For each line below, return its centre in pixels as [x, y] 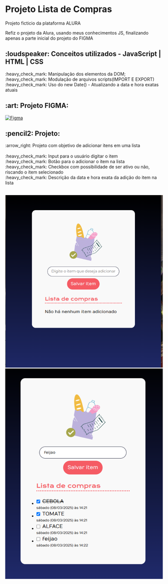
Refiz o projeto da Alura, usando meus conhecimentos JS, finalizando [77, 33]
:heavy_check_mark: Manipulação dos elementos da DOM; [65, 74]
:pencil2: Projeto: [32, 133]
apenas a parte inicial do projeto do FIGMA [49, 38]
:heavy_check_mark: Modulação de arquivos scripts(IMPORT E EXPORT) [80, 79]
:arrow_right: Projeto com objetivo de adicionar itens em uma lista [73, 145]
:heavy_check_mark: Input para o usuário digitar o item [62, 156]
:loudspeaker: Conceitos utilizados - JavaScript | [83, 54]
